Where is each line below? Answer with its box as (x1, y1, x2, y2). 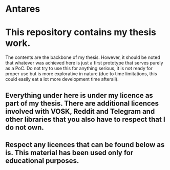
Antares (5, 3, 40, 15)
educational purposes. (5, 156, 79, 165)
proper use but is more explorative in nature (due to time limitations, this (5, 71, 157, 77)
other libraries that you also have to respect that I (5, 115, 165, 123)
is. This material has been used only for (5, 148, 134, 157)
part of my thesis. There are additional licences (5, 99, 159, 108)
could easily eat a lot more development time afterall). (5, 76, 119, 82)
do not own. (5, 123, 45, 132)
